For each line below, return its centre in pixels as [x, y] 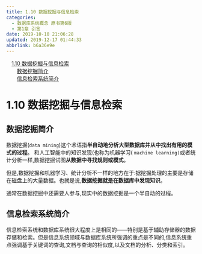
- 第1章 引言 [26, 29]
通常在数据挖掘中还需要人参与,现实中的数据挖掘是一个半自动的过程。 [91, 193]
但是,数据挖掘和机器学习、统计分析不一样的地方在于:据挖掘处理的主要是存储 [100, 173]
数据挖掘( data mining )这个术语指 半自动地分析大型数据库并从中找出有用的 [97, 145]
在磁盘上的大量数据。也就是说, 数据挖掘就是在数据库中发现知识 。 [86, 180]
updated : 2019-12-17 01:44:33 [44, 40]
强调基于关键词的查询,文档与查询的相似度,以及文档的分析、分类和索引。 [100, 244]
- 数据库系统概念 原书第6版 [42, 23]
